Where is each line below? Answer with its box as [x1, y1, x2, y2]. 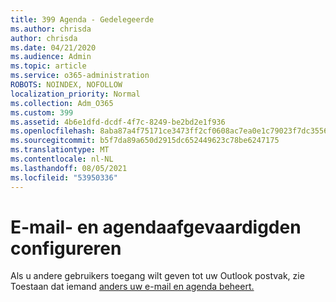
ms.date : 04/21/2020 [10, 42, 97, 53]
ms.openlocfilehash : [10, 126, 97, 136]
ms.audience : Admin [10, 52, 92, 62]
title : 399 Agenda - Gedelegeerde [10, 14, 155, 25]
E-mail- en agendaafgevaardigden [10, 216, 302, 238]
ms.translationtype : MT [10, 145, 110, 155]
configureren [10, 237, 122, 260]
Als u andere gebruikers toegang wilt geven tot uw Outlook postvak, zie [10, 270, 305, 282]
